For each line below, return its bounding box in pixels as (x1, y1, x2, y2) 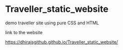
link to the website (5, 29, 43, 35)
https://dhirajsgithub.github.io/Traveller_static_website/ (5, 39, 119, 45)
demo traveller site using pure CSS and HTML (5, 20, 99, 26)
